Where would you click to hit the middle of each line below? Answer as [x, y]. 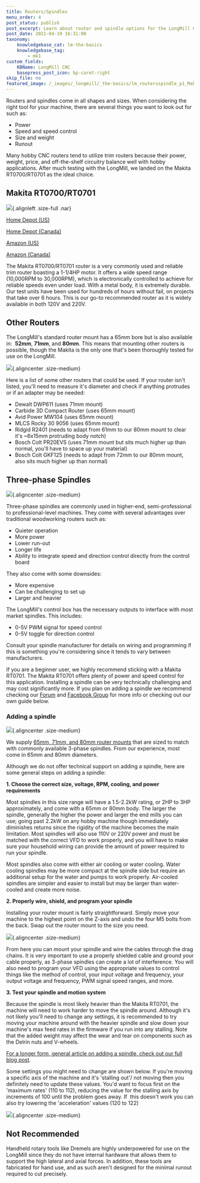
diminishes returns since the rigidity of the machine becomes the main [93, 827]
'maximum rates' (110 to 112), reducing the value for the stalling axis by [93, 1090]
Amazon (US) [23, 243]
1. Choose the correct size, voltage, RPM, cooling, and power [83, 784]
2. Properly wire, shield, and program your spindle [69, 901]
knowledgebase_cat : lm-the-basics [60, 45]
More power [30, 537]
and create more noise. [53, 889]
